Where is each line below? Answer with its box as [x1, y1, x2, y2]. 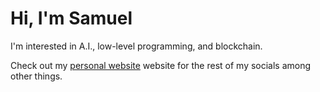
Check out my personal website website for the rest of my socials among [10, 59, 312, 71]
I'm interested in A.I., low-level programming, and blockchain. [10, 40, 263, 52]
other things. [10, 70, 63, 82]
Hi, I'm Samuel [10, 7, 133, 30]
